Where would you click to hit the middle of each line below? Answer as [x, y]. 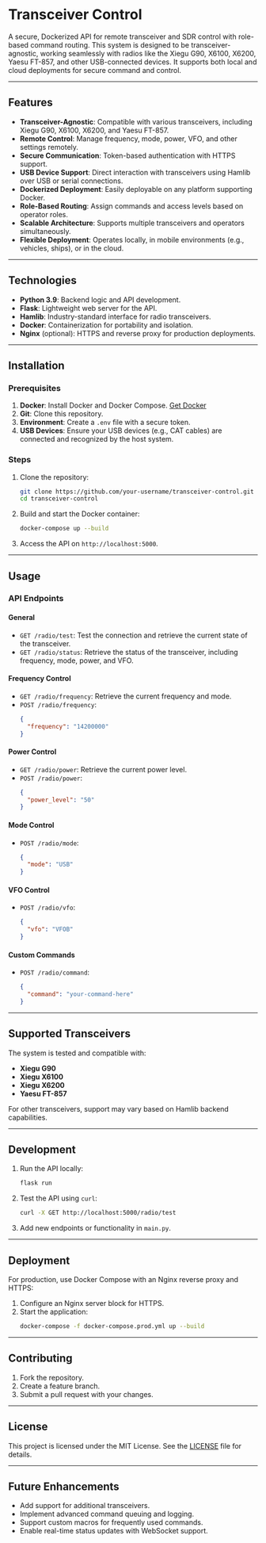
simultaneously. [45, 231]
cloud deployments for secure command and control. [95, 70]
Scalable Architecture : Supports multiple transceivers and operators [132, 223]
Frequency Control [40, 679]
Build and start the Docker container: [80, 514]
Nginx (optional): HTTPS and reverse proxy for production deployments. [137, 333]
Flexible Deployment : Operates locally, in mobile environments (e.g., [132, 239]
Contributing [40, 1359]
